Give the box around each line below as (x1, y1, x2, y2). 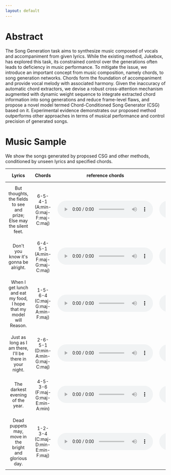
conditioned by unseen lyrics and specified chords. (5, 158, 113, 164)
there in (10, 356, 26, 362)
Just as (11, 334, 26, 340)
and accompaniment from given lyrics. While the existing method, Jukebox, (5, 53, 164, 59)
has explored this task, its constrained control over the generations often (5, 59, 158, 65)
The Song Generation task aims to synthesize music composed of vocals (5, 47, 158, 54)
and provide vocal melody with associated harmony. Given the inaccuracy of (5, 80, 166, 86)
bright (12, 444, 25, 451)
